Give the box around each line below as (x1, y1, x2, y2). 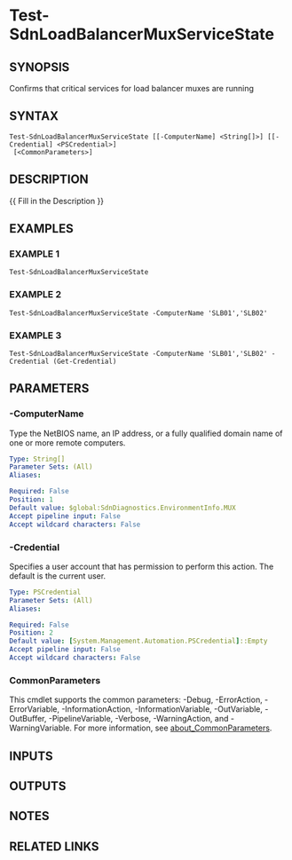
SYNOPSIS (9, 59, 70, 75)
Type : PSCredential (9, 588, 82, 596)
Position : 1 (9, 495, 53, 504)
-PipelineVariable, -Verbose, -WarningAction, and (48, 714, 229, 724)
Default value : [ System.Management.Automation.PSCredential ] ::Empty (9, 636, 268, 646)
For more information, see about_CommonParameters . (74, 722, 272, 733)
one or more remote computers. (9, 437, 126, 448)
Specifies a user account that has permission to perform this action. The (9, 561, 274, 572)
